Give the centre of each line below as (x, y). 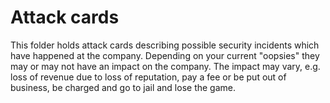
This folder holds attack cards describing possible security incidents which (165, 45)
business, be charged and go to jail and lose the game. (123, 87)
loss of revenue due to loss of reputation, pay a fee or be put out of (148, 77)
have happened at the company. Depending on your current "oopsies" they (165, 55)
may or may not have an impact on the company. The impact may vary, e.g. (165, 66)
